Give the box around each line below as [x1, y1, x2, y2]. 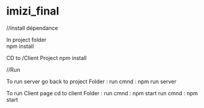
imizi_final [6, 4, 59, 18]
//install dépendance [6, 24, 58, 32]
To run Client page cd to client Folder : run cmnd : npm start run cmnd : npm [6, 89, 199, 96]
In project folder [6, 36, 47, 43]
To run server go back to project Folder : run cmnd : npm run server [6, 78, 177, 85]
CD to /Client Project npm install [6, 54, 87, 61]
